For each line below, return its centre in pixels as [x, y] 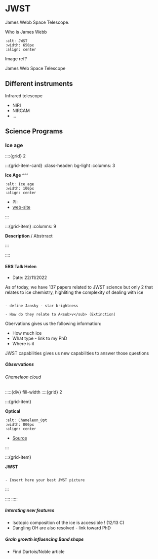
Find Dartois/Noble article [39, 552]
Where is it [23, 343]
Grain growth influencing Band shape [44, 539]
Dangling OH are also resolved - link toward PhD [61, 528]
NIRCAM [21, 110]
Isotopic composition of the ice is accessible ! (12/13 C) [68, 523]
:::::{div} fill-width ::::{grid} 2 [34, 392]
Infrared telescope [24, 96]
